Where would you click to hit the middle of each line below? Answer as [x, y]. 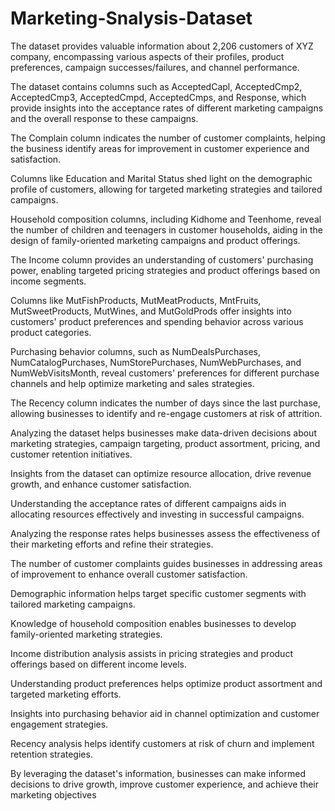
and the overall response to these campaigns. [104, 118]
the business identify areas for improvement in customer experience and [160, 148]
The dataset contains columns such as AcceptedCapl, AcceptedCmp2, [156, 86]
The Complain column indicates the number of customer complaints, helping [168, 138]
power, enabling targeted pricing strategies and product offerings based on [165, 270]
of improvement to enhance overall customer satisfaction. [129, 574]
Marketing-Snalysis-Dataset [131, 18]
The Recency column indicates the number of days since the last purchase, [165, 403]
